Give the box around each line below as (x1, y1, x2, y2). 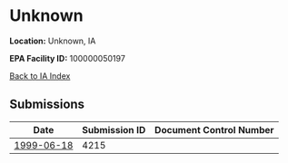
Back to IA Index (9, 70, 71, 81)
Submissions (9, 97, 84, 112)
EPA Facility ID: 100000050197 (9, 53, 125, 63)
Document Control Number (154, 123, 274, 136)
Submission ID (81, 123, 146, 136)
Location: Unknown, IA (9, 35, 96, 46)
